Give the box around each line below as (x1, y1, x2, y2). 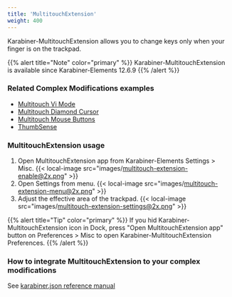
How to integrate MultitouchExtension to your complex (7, 256, 201, 266)
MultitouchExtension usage (7, 140, 105, 150)
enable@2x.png (17, 172, 65, 181)
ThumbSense (17, 122, 58, 131)
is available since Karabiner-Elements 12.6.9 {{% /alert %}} (7, 66, 180, 74)
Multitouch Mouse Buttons (17, 115, 95, 124)
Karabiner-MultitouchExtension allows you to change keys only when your (7, 36, 226, 45)
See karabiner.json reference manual (7, 281, 115, 290)
